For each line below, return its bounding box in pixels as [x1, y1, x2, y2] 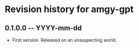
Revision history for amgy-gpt [5, 4, 134, 15]
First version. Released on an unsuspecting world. [12, 37, 117, 43]
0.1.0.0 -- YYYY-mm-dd [5, 24, 82, 32]
